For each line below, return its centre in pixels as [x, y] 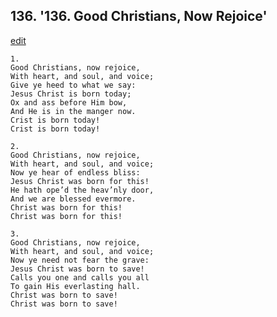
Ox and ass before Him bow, [69, 102]
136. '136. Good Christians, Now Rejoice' [139, 16]
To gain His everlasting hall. [75, 286]
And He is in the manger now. [73, 111]
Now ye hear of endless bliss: [75, 172]
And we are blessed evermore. [73, 199]
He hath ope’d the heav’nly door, [82, 190]
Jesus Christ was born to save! [77, 269]
